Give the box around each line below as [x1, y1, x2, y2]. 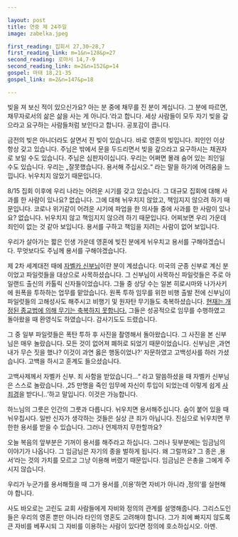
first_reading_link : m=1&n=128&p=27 [7, 49, 116, 57]
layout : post [7, 16, 46, 24]
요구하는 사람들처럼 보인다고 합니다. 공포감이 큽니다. [26, 121, 171, 129]
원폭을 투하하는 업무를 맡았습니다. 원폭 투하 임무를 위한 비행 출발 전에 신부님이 [14, 288, 231, 297]
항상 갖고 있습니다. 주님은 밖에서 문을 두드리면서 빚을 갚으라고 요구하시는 [7, 144, 208, 153]
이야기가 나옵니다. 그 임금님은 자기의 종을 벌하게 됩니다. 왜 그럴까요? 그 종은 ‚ [7, 446, 220, 455]
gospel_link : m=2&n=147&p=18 [7, 76, 94, 83]
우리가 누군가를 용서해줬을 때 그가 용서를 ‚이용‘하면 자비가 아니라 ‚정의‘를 [7, 479, 207, 489]
